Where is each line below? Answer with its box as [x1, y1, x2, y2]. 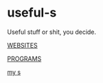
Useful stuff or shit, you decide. [7, 28, 97, 36]
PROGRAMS [7, 54, 42, 63]
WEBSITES [7, 41, 38, 49]
